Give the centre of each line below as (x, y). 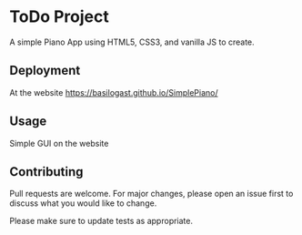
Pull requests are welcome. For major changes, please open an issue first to (151, 194)
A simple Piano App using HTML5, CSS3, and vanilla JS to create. (132, 42)
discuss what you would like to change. (83, 203)
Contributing (46, 172)
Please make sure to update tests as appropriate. (101, 221)
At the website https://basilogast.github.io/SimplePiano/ (114, 92)
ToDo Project (59, 17)
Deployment (45, 71)
